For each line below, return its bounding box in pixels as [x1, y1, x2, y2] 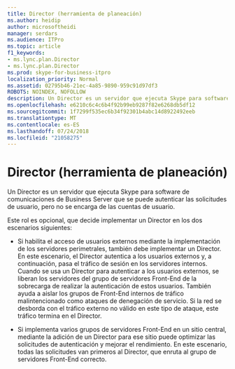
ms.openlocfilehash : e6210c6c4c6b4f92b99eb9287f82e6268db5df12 [7, 102, 196, 109]
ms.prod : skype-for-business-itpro [7, 69, 111, 76]
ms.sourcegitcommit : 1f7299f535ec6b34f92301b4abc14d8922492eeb [7, 108, 196, 115]
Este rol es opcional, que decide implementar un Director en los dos [7, 216, 203, 224]
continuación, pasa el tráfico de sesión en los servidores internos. [17, 260, 208, 268]
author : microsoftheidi [7, 23, 77, 30]
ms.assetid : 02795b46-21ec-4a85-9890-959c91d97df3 [7, 82, 158, 89]
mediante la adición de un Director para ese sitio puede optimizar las [17, 333, 215, 341]
